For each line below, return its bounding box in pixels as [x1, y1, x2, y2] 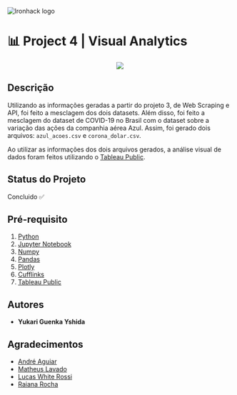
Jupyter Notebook [17, 240, 71, 249]
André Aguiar [17, 357, 57, 366]
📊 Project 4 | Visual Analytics [7, 33, 188, 49]
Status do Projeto [7, 174, 86, 186]
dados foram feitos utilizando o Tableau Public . [7, 152, 146, 161]
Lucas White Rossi [17, 372, 73, 381]
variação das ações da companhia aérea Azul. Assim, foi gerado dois [7, 124, 211, 132]
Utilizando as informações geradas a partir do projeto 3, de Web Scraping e [7, 101, 230, 109]
